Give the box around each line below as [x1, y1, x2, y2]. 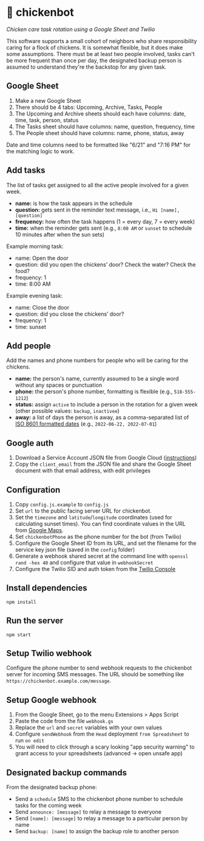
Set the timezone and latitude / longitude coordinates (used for [15, 514, 172, 521]
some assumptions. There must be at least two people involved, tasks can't [6, 50, 195, 57]
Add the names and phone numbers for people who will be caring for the [6, 357, 188, 364]
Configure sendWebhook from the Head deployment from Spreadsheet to [15, 730, 189, 738]
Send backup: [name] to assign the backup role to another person [15, 828, 179, 835]
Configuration [6, 485, 61, 495]
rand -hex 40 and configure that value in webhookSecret [15, 559, 154, 566]
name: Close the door [15, 303, 70, 311]
